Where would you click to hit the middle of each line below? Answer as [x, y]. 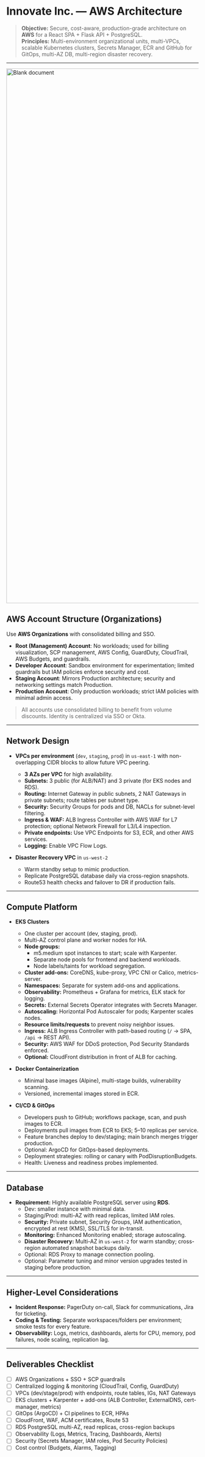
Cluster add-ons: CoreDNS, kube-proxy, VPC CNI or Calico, [100, 972]
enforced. [36, 1051]
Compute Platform [42, 907]
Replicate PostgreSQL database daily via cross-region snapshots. [106, 876]
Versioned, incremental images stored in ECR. [82, 1094]
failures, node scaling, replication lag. [62, 1339]
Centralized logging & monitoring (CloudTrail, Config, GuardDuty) [97, 1386]
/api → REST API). [48, 1038]
